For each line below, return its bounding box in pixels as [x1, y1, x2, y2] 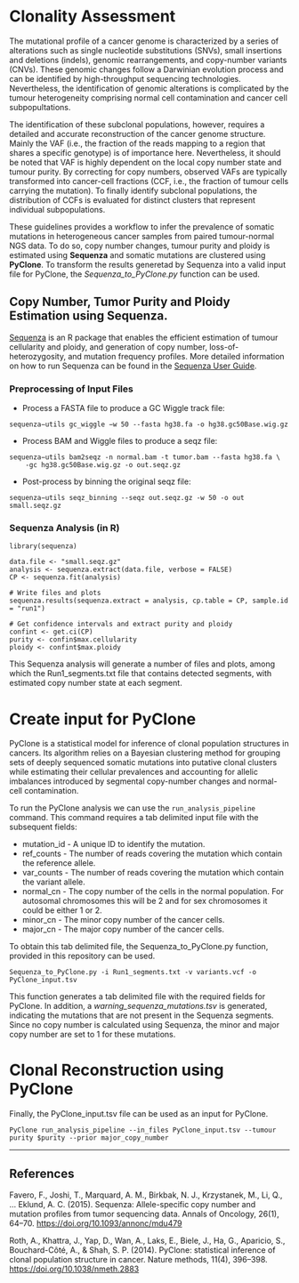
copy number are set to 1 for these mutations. [9, 1029, 176, 1040]
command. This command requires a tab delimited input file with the [9, 812, 260, 823]
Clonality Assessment [9, 6, 176, 27]
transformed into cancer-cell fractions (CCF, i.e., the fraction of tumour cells [9, 175, 289, 186]
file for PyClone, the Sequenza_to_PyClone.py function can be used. [9, 269, 260, 279]
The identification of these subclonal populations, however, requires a [9, 118, 265, 130]
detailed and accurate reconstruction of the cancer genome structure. [9, 128, 266, 139]
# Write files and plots [9, 589, 101, 598]
